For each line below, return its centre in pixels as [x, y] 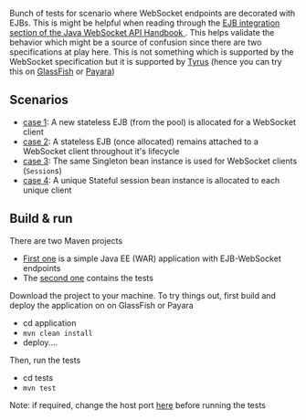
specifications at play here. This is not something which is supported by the [152, 52]
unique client [47, 190]
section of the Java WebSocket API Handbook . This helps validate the [142, 32]
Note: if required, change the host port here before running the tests [138, 404]
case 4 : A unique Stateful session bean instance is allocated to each [151, 180]
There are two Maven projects [66, 240]
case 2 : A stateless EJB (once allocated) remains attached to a [140, 142]
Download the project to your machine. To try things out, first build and [143, 295]
